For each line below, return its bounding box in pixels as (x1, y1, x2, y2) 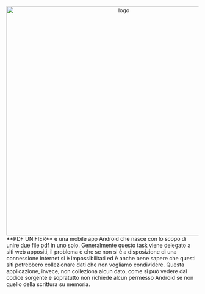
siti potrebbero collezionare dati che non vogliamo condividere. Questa (6, 261, 185, 268)
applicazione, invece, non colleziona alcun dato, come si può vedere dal (6, 268, 187, 274)
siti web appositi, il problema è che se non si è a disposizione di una (6, 248, 177, 255)
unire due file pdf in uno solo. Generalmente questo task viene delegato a (6, 241, 191, 249)
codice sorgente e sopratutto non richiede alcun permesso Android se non (6, 274, 194, 281)
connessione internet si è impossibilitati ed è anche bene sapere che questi (6, 255, 196, 262)
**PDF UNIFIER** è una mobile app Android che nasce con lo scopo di (6, 235, 187, 242)
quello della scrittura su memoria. (6, 281, 90, 288)
